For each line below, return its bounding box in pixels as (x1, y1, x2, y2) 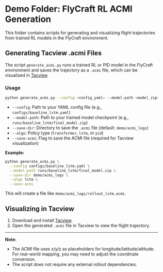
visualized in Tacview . (5, 72, 49, 78)
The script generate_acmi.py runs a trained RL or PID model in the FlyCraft (5, 62, 153, 68)
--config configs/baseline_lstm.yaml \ (9, 164, 90, 169)
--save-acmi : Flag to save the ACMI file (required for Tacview (12, 135, 134, 141)
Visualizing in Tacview (5, 204, 74, 213)
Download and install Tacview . (12, 217, 73, 223)
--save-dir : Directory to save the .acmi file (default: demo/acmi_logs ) (12, 125, 149, 131)
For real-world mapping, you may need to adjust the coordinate (12, 251, 139, 257)
